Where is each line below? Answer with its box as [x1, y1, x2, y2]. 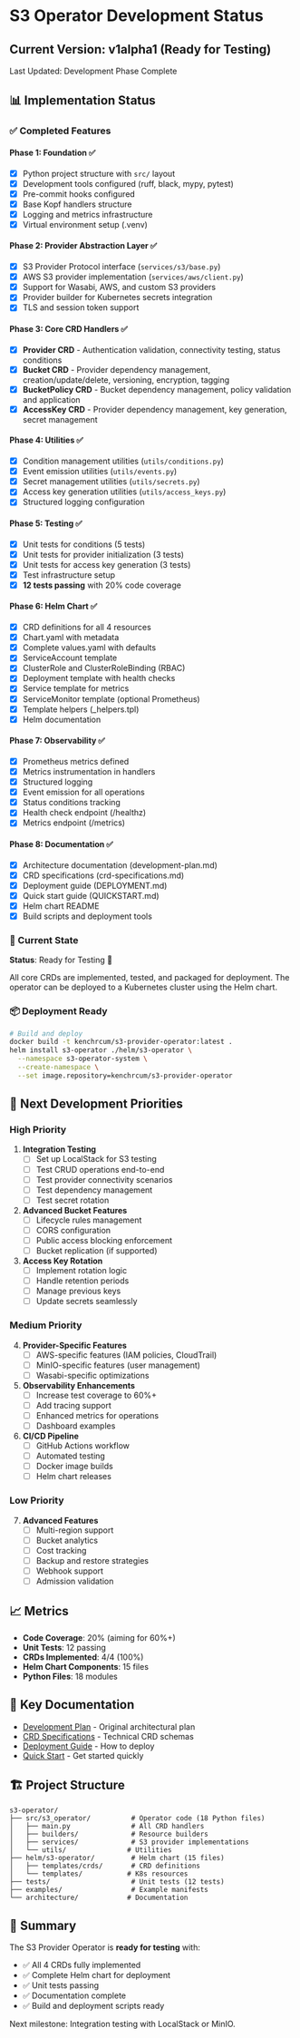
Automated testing [35, 1450, 106, 1461]
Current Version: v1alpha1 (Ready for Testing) [9, 42, 272, 57]
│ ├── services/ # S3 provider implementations [9, 1838, 249, 1847]
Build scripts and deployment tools [22, 911, 152, 921]
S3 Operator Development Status [9, 5, 265, 26]
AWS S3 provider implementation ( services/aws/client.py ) [22, 271, 245, 282]
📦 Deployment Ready [9, 1005, 108, 1018]
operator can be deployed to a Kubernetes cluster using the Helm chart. [9, 981, 278, 993]
